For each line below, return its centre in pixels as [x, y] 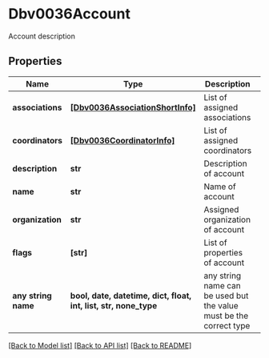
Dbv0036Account [69, 14]
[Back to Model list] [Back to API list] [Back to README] [100, 345]
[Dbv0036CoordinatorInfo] [122, 140]
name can [223, 285]
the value [221, 305]
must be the [226, 316]
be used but [226, 296]
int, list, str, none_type [114, 305]
